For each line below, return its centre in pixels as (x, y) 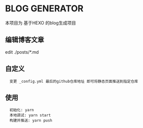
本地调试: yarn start (30, 115)
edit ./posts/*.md (22, 52)
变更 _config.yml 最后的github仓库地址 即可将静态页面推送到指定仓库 (74, 81)
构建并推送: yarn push (31, 121)
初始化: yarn (22, 110)
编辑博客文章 (25, 40)
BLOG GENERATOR (44, 9)
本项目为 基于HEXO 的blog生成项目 (41, 23)
